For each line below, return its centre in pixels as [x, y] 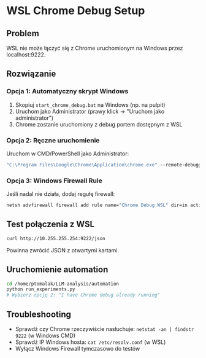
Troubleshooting [39, 314]
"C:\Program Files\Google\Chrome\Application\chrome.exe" [82, 165]
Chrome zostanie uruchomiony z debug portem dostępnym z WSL [99, 124]
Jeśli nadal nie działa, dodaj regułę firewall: [61, 194]
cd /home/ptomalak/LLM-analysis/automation [63, 284]
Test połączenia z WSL [51, 224]
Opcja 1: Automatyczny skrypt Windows [67, 91]
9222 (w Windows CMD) [45, 335]
